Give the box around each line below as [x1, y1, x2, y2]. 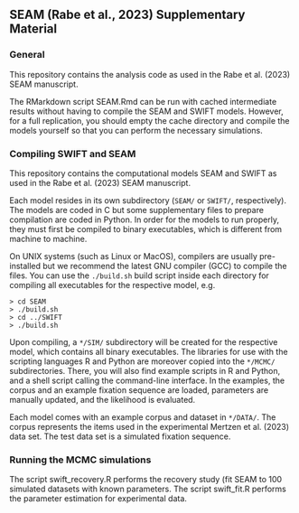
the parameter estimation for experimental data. [9, 493, 188, 504]
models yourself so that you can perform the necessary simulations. [9, 125, 264, 135]
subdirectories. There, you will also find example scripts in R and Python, [9, 365, 281, 376]
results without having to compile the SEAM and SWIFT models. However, [9, 106, 284, 117]
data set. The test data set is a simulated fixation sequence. [9, 431, 231, 442]
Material [9, 22, 57, 37]
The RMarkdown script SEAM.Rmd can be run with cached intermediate [9, 96, 277, 107]
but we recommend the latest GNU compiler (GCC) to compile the [42, 260, 287, 271]
